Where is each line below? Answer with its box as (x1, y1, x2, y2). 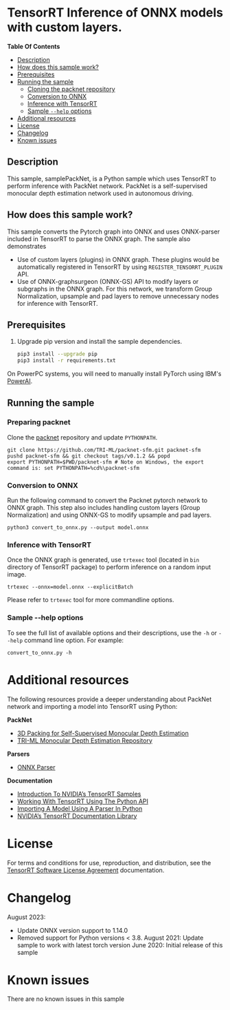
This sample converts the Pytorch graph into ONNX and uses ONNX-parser (7, 227, 220, 236)
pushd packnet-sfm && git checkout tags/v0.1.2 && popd (7, 453, 170, 460)
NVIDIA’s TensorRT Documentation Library (16, 812, 137, 820)
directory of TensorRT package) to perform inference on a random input (7, 563, 211, 571)
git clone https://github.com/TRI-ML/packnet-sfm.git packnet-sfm (7, 446, 201, 453)
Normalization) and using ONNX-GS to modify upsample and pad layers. (7, 511, 211, 519)
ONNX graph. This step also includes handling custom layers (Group (7, 504, 200, 512)
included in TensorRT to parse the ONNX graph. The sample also (7, 234, 191, 243)
